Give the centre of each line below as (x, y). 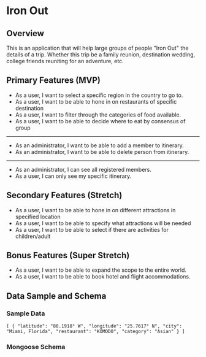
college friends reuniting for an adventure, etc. (65, 61)
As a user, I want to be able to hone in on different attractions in (95, 210)
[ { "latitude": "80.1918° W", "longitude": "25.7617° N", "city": (94, 326)
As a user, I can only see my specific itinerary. (73, 176)
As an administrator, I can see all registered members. (83, 169)
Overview (25, 33)
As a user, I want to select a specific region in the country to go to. (99, 95)
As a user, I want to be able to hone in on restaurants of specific (96, 101)
